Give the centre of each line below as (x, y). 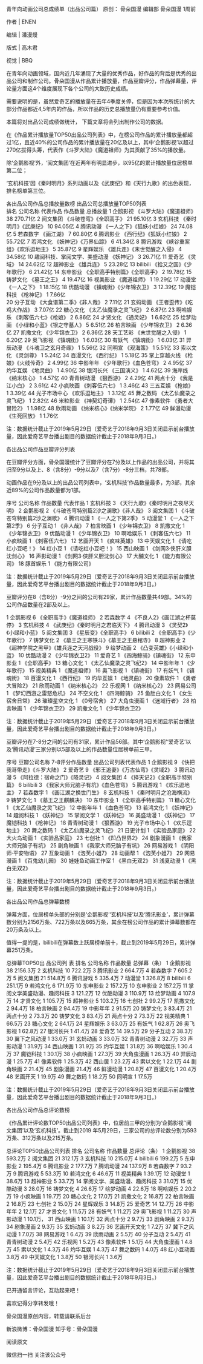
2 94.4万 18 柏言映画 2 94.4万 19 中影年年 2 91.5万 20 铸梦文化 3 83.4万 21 (99, 1008)
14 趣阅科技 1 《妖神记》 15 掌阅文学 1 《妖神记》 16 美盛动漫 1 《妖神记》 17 (101, 815)
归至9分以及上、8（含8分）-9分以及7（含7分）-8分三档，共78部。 (89, 470)
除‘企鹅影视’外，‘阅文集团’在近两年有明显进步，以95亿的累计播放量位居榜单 (100, 163)
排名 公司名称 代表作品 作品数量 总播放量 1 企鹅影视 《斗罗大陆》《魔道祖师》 (101, 211)
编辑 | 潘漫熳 (22, 35)
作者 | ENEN (21, 22)
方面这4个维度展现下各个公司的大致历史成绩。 (74, 89)
